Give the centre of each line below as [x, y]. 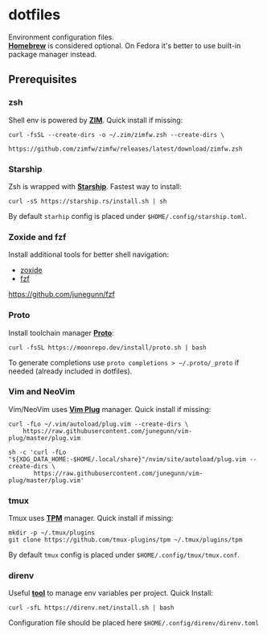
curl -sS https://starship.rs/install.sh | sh [88, 201]
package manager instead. [53, 54]
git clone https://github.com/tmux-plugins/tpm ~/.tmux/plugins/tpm [125, 540]
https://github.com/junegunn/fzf [62, 295]
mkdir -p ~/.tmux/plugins [51, 533]
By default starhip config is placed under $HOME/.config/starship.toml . [127, 216]
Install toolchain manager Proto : [61, 332]
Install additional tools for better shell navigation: [89, 254]
